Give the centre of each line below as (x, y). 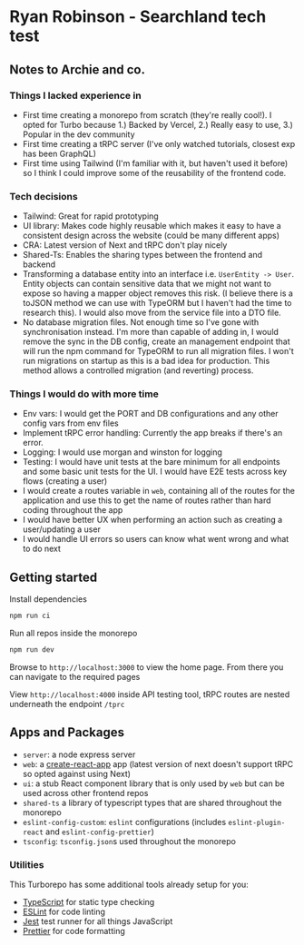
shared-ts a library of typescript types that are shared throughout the (152, 802)
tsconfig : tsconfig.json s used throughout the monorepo (129, 841)
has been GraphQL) (59, 153)
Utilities (27, 864)
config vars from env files (71, 423)
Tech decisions (44, 196)
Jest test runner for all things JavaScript (98, 921)
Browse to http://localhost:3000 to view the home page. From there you (147, 667)
